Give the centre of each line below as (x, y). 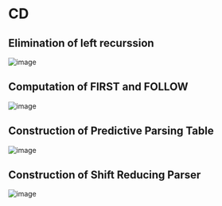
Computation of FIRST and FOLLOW (98, 87)
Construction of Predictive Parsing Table (111, 131)
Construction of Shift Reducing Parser (105, 175)
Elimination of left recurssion (81, 43)
